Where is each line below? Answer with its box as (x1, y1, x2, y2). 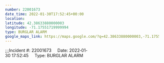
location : (5, 16, 25, 21)
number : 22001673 (5, 7, 41, 12)
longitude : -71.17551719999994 (5, 25, 69, 30)
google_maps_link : (5, 34, 42, 39)
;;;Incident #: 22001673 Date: (5, 47, 68, 53)
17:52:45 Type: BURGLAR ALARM (11, 52, 83, 58)
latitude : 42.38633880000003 (5, 20, 64, 26)
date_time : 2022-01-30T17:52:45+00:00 (5, 12, 84, 16)
